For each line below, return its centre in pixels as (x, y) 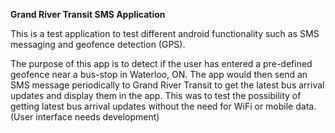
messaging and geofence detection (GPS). (98, 44)
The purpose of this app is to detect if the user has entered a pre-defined (161, 63)
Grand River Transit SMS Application (88, 14)
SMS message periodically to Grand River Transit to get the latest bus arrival (167, 85)
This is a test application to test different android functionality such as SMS (165, 33)
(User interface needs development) (85, 117)
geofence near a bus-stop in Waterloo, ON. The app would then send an (159, 74)
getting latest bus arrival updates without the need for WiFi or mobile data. (163, 106)
